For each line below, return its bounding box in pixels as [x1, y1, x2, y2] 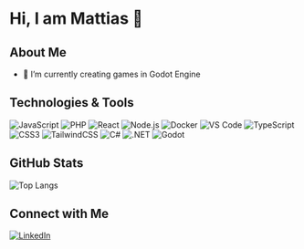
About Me [9, 45, 67, 60]
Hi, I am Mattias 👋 [9, 8, 143, 29]
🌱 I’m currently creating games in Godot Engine [22, 68, 201, 79]
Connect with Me [9, 206, 110, 222]
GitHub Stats [9, 155, 84, 171]
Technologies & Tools [9, 95, 134, 110]
